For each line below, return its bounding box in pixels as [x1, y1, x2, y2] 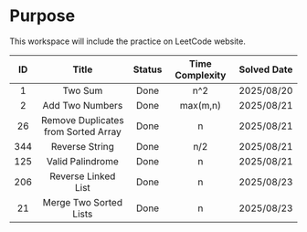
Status [132, 63, 163, 76]
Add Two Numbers [42, 99, 123, 111]
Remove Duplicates [40, 113, 125, 126]
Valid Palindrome [46, 154, 119, 167]
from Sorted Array [44, 125, 122, 138]
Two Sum [62, 84, 103, 97]
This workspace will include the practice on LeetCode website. [9, 36, 247, 47]
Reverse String [50, 140, 114, 153]
